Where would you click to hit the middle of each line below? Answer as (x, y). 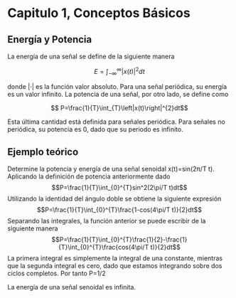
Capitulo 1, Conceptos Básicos (99, 13)
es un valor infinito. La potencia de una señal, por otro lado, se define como (118, 95)
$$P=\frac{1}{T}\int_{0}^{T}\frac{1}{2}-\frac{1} (119, 240)
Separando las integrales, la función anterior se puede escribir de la (107, 221)
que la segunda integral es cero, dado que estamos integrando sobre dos (115, 266)
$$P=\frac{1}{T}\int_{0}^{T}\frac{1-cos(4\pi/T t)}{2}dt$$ (119, 210)
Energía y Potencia (50, 39)
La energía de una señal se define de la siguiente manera (91, 56)
